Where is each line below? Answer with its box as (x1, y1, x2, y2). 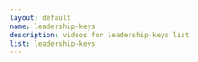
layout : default (9, 13, 71, 23)
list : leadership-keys (9, 38, 96, 48)
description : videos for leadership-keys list (9, 30, 190, 39)
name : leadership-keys (9, 22, 96, 31)
